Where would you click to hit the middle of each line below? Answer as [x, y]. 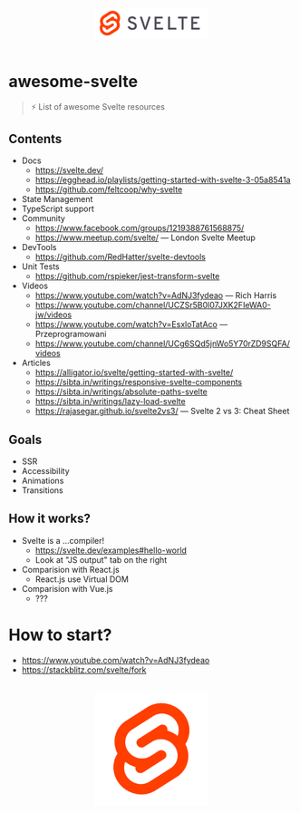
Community [43, 218]
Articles [36, 363]
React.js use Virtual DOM [82, 579]
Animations [43, 481]
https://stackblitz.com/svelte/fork [84, 670]
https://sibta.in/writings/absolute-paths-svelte [121, 392]
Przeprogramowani [71, 334]
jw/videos [53, 315]
